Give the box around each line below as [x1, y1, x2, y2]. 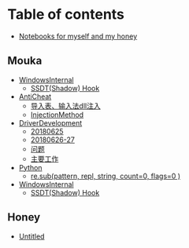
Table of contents [7, 5, 125, 24]
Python [18, 162, 43, 172]
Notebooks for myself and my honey [18, 31, 138, 41]
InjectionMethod [30, 110, 84, 119]
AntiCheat [18, 92, 52, 101]
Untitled [18, 232, 45, 241]
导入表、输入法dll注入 [30, 100, 101, 111]
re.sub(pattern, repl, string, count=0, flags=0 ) [30, 171, 181, 181]
